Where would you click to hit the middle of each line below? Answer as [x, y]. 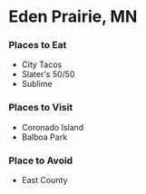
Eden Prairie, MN [73, 17]
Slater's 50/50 [48, 74]
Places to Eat [38, 45]
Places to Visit [41, 108]
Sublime [37, 84]
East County [44, 180]
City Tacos [42, 64]
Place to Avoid [41, 160]
